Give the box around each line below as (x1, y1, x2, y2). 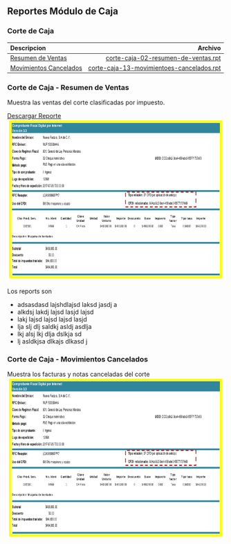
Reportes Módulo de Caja (7, 6, 119, 17)
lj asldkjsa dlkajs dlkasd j (17, 337, 88, 345)
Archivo (197, 44, 221, 53)
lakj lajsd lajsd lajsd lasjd (17, 315, 88, 323)
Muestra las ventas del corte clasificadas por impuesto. (7, 98, 165, 106)
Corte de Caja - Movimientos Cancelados (7, 354, 149, 364)
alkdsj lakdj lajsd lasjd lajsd (17, 308, 94, 316)
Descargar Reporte (7, 112, 62, 120)
